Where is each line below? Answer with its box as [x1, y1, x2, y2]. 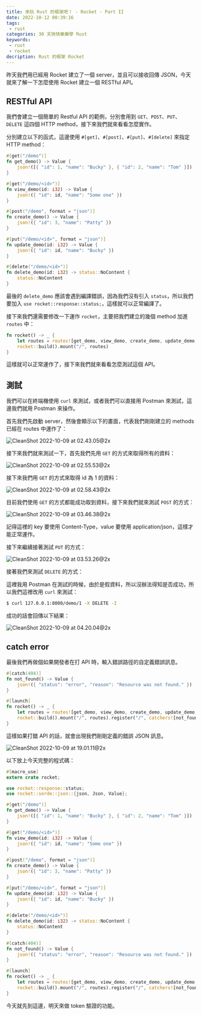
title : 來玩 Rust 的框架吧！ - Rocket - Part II [6, 8, 124, 15]
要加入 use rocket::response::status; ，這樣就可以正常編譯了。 [6, 300, 165, 307]
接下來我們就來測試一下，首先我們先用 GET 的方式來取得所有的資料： [6, 450, 176, 457]
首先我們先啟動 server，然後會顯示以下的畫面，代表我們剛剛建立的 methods [6, 417, 194, 425]
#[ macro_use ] [6, 768, 39, 775]
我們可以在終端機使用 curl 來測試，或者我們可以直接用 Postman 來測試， [6, 397, 188, 405]
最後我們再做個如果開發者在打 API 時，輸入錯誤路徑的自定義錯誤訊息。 [6, 658, 182, 665]
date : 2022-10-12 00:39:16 [6, 14, 74, 21]
